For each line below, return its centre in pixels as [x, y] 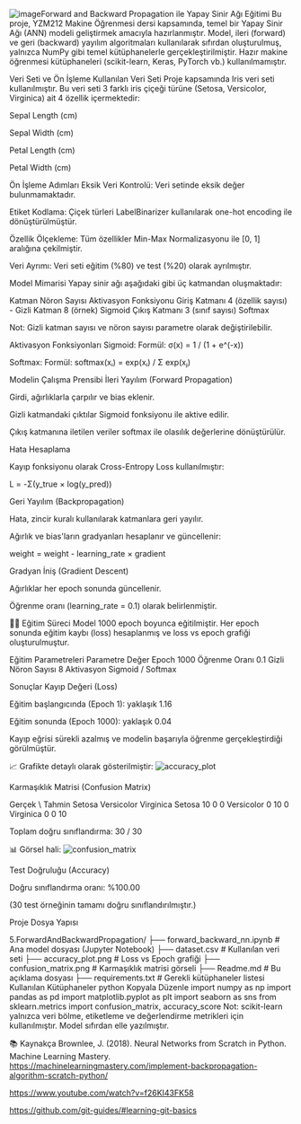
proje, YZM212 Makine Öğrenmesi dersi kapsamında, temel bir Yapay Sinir [146, 23]
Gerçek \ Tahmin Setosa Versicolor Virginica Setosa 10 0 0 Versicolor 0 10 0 [149, 804]
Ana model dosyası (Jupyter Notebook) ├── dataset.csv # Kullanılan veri [145, 949]
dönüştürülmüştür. [43, 221]
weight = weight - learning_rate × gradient [88, 553]
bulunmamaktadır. [43, 194]
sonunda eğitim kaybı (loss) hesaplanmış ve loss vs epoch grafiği [130, 632]
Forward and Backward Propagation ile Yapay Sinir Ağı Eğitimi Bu [161, 14]
